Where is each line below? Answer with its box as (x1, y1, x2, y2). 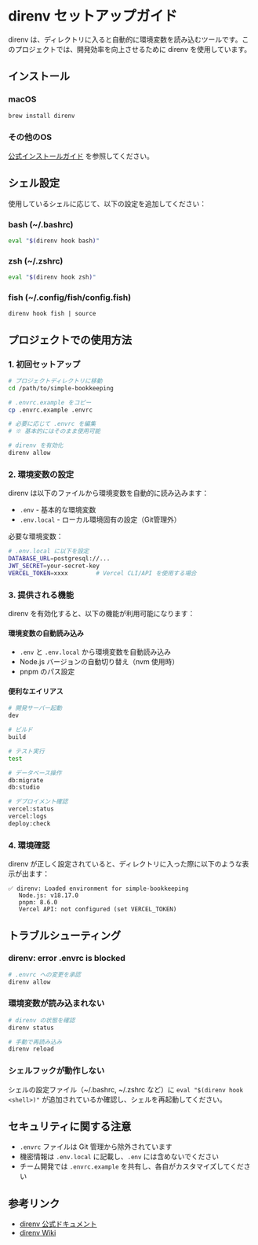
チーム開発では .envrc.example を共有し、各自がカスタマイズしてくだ (19, 1162, 245, 1171)
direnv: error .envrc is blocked (8, 953, 125, 964)
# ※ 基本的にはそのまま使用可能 (8, 427, 100, 435)
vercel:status (8, 805, 55, 813)
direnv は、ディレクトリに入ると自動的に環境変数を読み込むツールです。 (8, 35, 242, 44)
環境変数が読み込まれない (8, 998, 105, 1009)
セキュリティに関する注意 (8, 1120, 132, 1133)
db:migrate (8, 776, 44, 784)
